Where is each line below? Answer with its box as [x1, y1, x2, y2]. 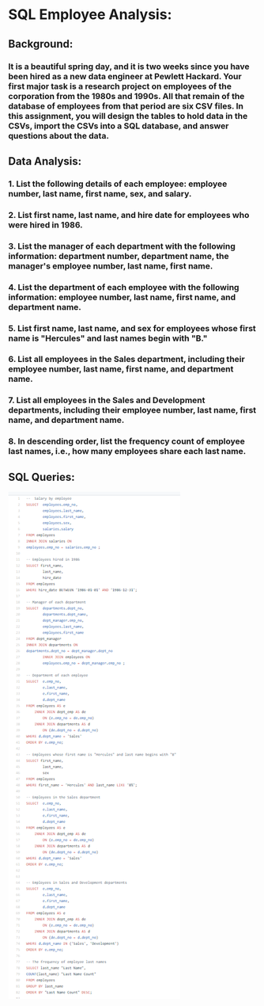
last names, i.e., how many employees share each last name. [8, 446, 247, 457]
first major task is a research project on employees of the [8, 81, 232, 92]
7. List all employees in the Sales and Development [8, 394, 206, 406]
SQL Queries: [8, 470, 75, 484]
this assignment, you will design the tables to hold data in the [8, 110, 248, 121]
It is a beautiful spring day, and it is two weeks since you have [8, 61, 251, 72]
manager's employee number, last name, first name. [8, 260, 213, 271]
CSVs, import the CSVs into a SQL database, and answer [8, 120, 229, 131]
